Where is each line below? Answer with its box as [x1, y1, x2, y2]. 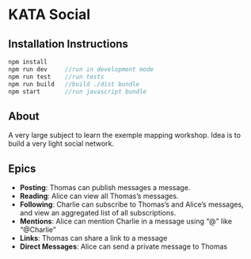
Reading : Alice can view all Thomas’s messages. [19, 192, 179, 200]
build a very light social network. [8, 139, 115, 148]
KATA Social [8, 6, 91, 24]
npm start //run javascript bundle [8, 87, 147, 96]
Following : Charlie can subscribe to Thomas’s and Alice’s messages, [19, 200, 244, 209]
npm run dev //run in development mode [8, 65, 154, 73]
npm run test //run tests [8, 73, 105, 81]
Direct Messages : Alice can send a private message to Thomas [19, 242, 228, 251]
